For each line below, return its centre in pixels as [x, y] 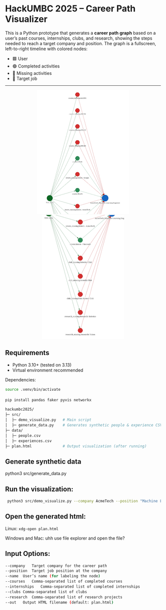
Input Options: [28, 554]
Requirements [27, 353]
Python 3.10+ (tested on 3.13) [42, 365]
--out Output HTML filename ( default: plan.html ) [59, 602]
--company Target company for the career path [56, 566]
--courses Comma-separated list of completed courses [64, 581]
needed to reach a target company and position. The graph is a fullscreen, [81, 43]
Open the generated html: [45, 517]
